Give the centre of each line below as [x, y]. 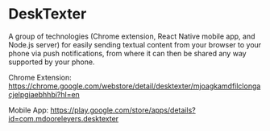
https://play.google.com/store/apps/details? [123, 110]
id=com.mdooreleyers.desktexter [64, 118]
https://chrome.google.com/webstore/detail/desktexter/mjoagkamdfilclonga [135, 86]
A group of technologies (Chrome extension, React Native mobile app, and [132, 36]
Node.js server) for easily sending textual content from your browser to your [135, 44]
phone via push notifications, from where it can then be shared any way [128, 53]
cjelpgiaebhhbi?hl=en [44, 94]
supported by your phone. [52, 62]
